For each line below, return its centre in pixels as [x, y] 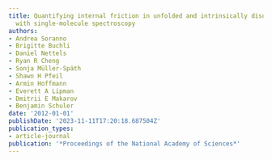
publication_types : [41, 128]
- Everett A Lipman [41, 91]
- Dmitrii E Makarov [43, 99]
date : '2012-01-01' [41, 114]
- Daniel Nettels [38, 53]
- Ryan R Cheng [34, 61]
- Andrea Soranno [38, 38]
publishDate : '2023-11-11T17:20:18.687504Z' [85, 121]
